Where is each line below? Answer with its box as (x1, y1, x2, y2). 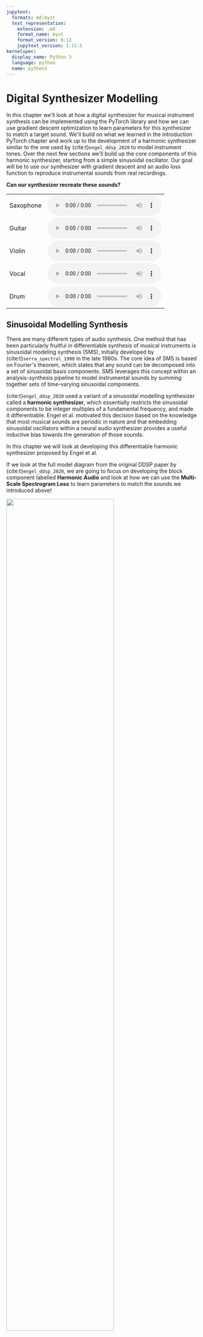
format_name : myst (17, 32, 64, 38)
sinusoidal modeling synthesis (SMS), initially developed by (6, 348, 155, 355)
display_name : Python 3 (12, 54, 72, 60)
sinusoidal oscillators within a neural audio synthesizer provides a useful (6, 425, 187, 432)
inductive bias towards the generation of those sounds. (6, 431, 144, 439)
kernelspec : (6, 49, 36, 55)
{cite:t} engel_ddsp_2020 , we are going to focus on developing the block (6, 468, 183, 475)
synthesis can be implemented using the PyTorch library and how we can (6, 118, 189, 125)
